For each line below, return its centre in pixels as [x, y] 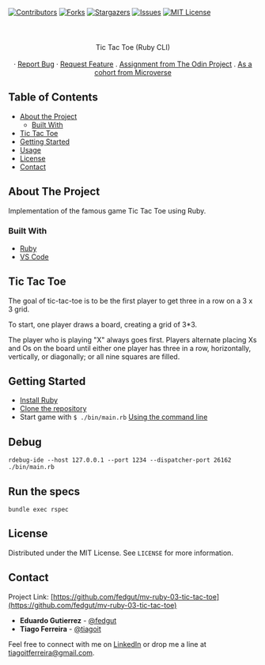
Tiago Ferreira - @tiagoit [60, 629]
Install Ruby [38, 400]
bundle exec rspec [38, 510]
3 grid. [19, 309]
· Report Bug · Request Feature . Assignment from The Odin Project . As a [133, 64]
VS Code [34, 256]
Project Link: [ [31, 596]
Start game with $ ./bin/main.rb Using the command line [114, 417]
